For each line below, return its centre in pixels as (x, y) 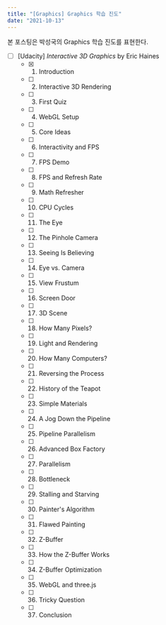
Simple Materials (63, 403)
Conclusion (55, 614)
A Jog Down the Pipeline (75, 418)
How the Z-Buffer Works (74, 554)
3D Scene (53, 312)
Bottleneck (54, 479)
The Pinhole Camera (69, 237)
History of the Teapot (70, 388)
